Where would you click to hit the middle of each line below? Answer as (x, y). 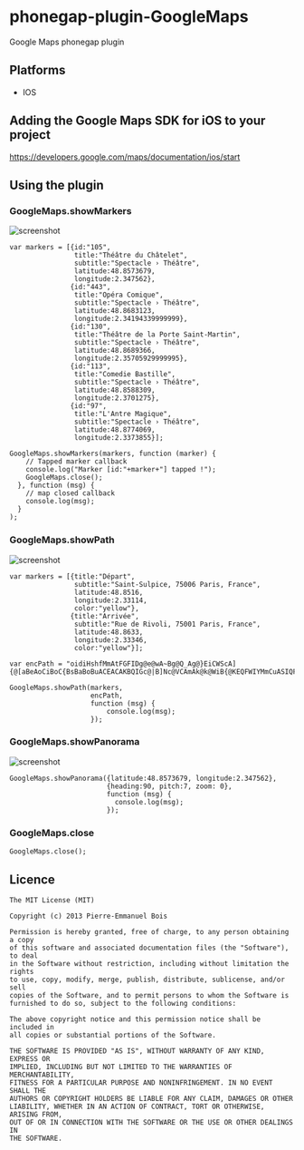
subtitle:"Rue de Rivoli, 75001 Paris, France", (167, 624)
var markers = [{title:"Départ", (72, 576)
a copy (22, 940)
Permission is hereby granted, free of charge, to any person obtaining (149, 931)
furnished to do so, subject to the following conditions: (123, 1003)
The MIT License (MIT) (52, 900)
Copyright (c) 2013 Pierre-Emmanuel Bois (89, 916)
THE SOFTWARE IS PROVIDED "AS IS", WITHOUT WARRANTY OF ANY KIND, (137, 1051)
